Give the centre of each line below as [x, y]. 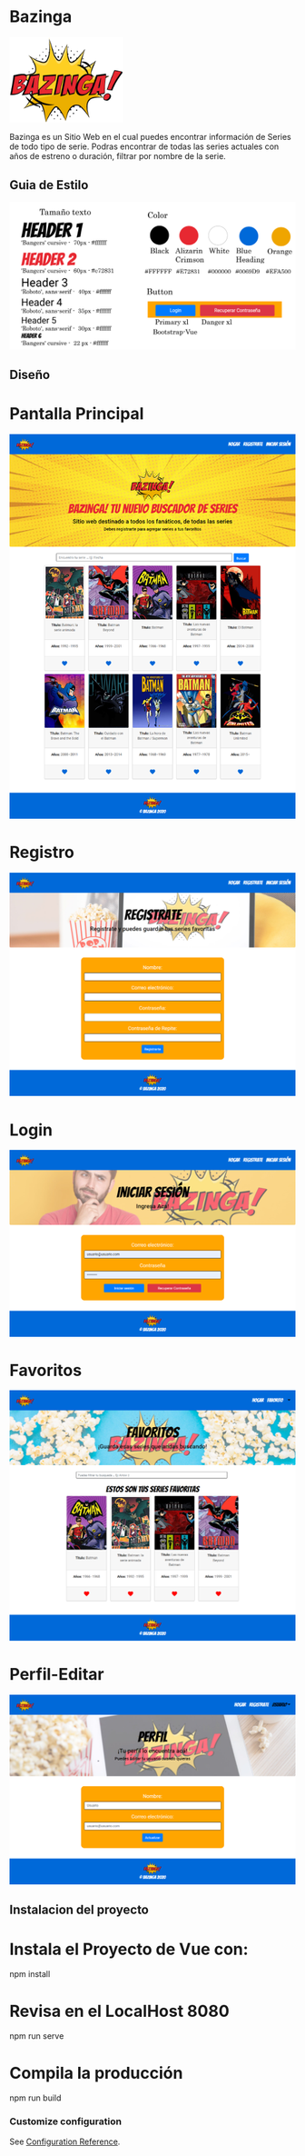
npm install [30, 1974]
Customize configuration [66, 2121]
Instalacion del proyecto [79, 1910]
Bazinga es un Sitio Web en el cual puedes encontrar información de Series [151, 137]
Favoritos [46, 1370]
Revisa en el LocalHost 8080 [119, 2011]
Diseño [30, 374]
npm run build [35, 2098]
